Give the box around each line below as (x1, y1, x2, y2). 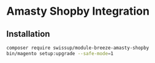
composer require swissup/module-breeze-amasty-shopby (6, 45, 149, 51)
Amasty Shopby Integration (6, 4, 150, 18)
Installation (6, 29, 50, 39)
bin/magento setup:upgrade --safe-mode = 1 (6, 50, 114, 56)
